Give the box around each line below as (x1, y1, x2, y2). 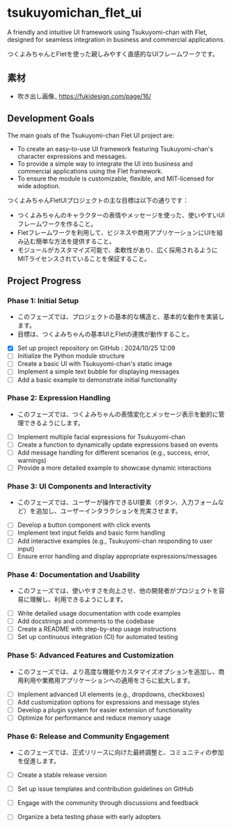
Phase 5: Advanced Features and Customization (7, 650, 174, 660)
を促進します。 (17, 757, 61, 765)
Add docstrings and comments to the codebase (17, 617, 155, 625)
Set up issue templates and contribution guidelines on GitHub (17, 785, 194, 793)
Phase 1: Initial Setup (7, 296, 79, 305)
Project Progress (7, 275, 82, 286)
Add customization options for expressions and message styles (17, 698, 200, 706)
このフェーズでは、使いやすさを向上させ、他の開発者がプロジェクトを (17, 586, 219, 595)
